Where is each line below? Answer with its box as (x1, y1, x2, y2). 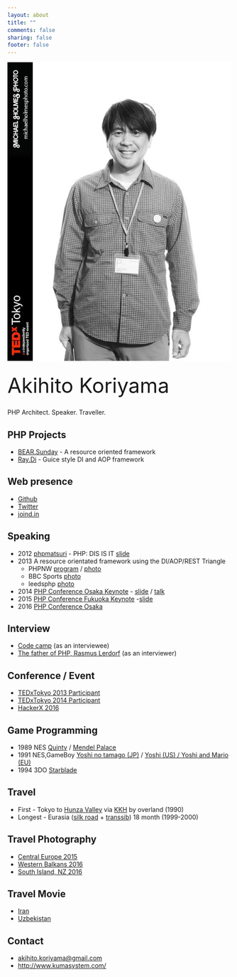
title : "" (7, 18, 37, 26)
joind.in (17, 509, 40, 518)
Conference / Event (7, 669, 95, 682)
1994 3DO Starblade (17, 766, 77, 774)
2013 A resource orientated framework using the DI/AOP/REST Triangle (17, 557, 226, 565)
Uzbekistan (17, 914, 51, 923)
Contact (7, 935, 44, 947)
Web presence (7, 476, 73, 488)
